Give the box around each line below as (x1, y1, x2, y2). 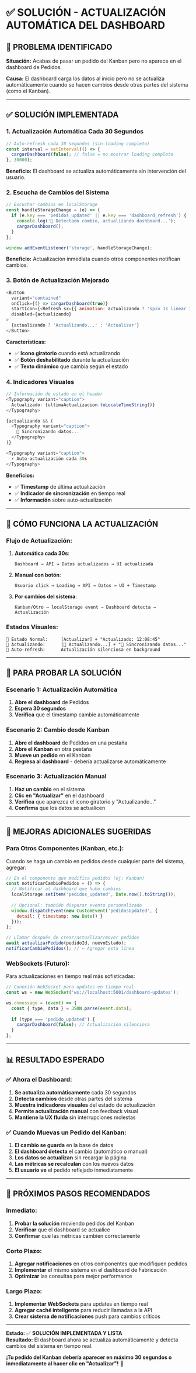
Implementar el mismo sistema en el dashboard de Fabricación (14, 1266, 167, 1274)
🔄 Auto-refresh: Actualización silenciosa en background (6, 647, 160, 653)
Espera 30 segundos (14, 705, 66, 712)
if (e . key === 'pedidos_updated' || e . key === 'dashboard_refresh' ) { (11, 212, 187, 219)
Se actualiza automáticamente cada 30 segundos (14, 1089, 136, 1096)
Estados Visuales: (6, 623, 58, 631)
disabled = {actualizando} (11, 311, 72, 317)
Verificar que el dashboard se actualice (14, 1226, 110, 1233)
